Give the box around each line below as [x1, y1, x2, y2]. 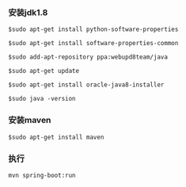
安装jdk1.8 [8, 6, 48, 17]
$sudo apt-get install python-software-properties [8, 25, 179, 33]
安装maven [8, 115, 51, 126]
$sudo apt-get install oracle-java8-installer [8, 81, 165, 89]
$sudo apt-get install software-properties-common [8, 40, 179, 48]
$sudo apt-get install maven [8, 133, 104, 141]
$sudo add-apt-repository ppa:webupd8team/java [8, 53, 169, 61]
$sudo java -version [8, 95, 77, 103]
